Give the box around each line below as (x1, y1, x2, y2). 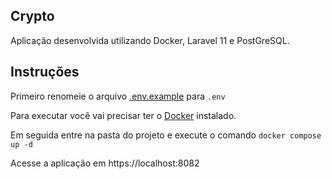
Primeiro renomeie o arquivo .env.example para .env (10, 90, 226, 102)
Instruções (10, 64, 80, 81)
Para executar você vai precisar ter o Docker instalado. (10, 109, 237, 121)
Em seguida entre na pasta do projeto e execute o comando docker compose (10, 129, 322, 141)
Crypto (10, 8, 55, 25)
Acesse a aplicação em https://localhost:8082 (10, 157, 200, 169)
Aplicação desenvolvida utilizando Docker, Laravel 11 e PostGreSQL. (10, 34, 290, 46)
